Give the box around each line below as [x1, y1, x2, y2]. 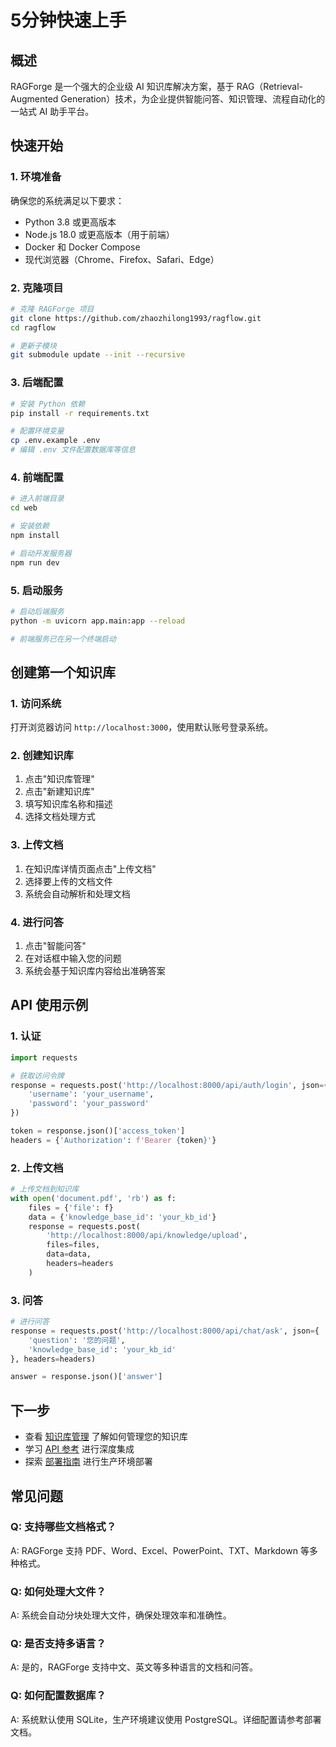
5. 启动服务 [10, 583, 64, 597]
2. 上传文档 [10, 1161, 64, 1175]
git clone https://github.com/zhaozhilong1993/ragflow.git [10, 313, 262, 323]
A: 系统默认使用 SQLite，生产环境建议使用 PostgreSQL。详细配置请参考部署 [10, 1713, 322, 1725]
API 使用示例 [10, 997, 89, 1014]
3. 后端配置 [10, 376, 64, 390]
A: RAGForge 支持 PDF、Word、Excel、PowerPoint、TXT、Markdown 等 [10, 1544, 310, 1556]
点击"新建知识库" [24, 786, 95, 798]
